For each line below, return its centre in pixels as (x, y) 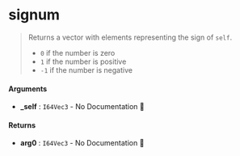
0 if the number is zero (78, 53)
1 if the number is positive (83, 61)
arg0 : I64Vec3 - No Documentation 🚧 (82, 143)
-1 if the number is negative (86, 70)
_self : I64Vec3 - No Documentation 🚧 (82, 107)
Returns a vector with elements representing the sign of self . (130, 37)
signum (34, 15)
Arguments (28, 89)
